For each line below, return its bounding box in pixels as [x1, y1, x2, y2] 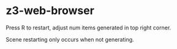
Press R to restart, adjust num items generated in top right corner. [6, 24, 171, 31]
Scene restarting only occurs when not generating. [6, 36, 134, 43]
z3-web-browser [6, 4, 94, 18]
